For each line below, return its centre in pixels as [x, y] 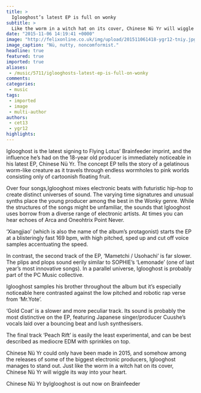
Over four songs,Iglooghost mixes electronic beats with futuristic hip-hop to [100, 188]
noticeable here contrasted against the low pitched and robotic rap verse [96, 293]
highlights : [21, 134]
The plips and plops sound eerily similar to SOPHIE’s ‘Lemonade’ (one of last [100, 262]
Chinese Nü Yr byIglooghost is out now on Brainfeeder [73, 383]
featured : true [25, 56]
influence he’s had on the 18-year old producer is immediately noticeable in [99, 157]
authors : [17, 117]
